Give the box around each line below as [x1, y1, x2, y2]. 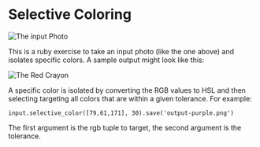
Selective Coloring [8, 6, 132, 24]
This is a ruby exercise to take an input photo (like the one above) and [8, 46, 235, 56]
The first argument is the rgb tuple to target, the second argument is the [8, 123, 242, 132]
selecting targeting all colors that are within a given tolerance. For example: [8, 94, 252, 103]
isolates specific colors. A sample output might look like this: [8, 55, 205, 64]
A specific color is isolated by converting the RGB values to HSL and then [8, 85, 247, 95]
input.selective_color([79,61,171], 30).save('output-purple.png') [8, 108, 235, 117]
